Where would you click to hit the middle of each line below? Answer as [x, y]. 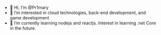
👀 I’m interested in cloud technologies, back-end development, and [78, 13]
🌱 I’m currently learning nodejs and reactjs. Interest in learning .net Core [83, 23]
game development [29, 18]
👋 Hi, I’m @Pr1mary [29, 8]
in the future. [23, 28]
